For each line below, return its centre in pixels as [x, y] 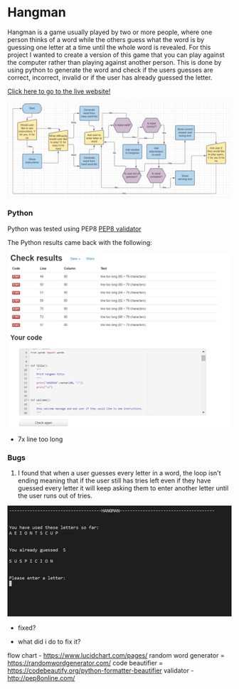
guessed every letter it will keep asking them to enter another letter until [123, 488]
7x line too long [40, 439]
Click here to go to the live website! [59, 91]
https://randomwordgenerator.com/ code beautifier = [85, 663]
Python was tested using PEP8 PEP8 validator [74, 228]
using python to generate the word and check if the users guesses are [110, 70]
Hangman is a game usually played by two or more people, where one [110, 32]
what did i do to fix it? [49, 642]
